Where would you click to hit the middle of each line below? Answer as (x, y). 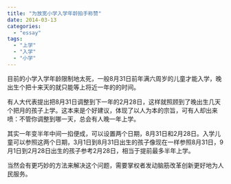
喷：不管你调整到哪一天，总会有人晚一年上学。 (73, 119)
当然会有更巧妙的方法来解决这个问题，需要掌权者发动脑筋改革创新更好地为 (112, 165)
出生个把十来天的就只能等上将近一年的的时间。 (73, 87)
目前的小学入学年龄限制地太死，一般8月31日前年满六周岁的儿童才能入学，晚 (114, 78)
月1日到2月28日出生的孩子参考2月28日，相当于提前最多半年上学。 (101, 150)
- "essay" (27, 33)
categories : (24, 26)
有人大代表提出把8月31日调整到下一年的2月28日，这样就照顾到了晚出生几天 (114, 102)
